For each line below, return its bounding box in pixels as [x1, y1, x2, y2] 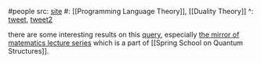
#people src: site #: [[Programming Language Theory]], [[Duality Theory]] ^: [8, 7, 254, 16]
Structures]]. [8, 47, 49, 55]
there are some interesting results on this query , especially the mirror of [8, 30, 240, 39]
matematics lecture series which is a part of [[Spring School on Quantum [8, 38, 244, 47]
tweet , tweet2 [8, 15, 53, 24]
